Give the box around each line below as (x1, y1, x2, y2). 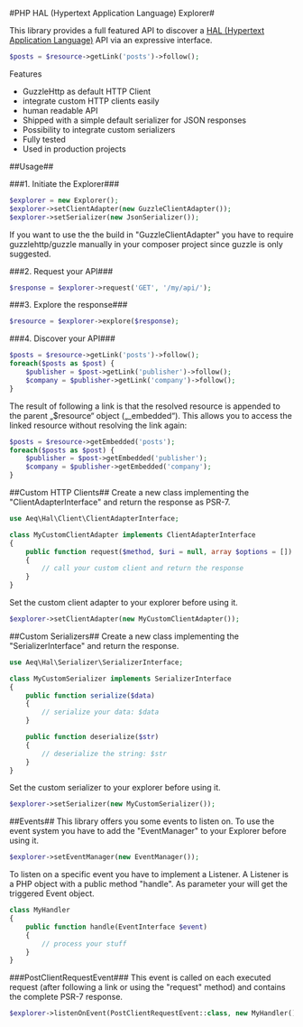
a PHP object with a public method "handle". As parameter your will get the (9, 879, 289, 890)
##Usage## (9, 161, 54, 171)
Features (9, 68, 42, 79)
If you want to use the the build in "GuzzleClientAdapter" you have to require (9, 229, 294, 240)
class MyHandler (9, 906, 70, 915)
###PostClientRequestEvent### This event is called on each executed (9, 972, 271, 983)
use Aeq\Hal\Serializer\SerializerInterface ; (9, 658, 183, 667)
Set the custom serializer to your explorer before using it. (9, 782, 221, 793)
